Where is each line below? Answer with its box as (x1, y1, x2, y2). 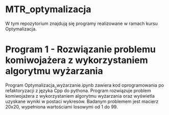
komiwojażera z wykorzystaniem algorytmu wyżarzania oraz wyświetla (5, 93, 155, 99)
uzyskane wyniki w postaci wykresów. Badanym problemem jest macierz (5, 98, 159, 104)
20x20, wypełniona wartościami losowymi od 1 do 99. (5, 103, 118, 110)
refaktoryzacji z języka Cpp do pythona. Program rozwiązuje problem (5, 88, 152, 94)
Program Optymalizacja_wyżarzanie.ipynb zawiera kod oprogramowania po (5, 82, 164, 88)
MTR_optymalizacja (5, 4, 91, 15)
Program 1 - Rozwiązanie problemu (5, 44, 156, 55)
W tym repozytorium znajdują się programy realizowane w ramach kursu (5, 20, 158, 26)
